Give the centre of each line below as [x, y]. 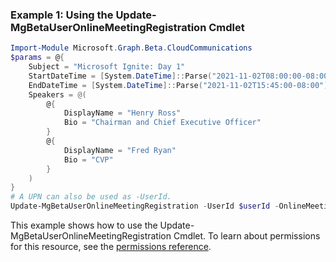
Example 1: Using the [62, 15]
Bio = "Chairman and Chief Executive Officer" [162, 123]
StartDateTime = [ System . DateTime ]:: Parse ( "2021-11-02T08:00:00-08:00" [180, 76]
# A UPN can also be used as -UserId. [91, 197]
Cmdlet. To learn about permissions [247, 236]
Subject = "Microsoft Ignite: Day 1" [107, 67]
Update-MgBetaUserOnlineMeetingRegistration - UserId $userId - [145, 206]
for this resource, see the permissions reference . [111, 247]
